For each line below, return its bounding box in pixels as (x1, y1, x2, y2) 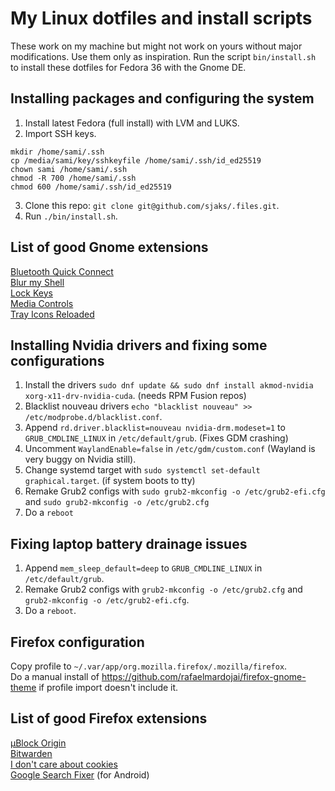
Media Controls (10, 297, 74, 309)
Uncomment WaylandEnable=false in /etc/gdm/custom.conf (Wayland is (24, 443, 316, 455)
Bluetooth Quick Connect (10, 265, 114, 277)
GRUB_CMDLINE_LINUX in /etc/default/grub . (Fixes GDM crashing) (24, 432, 289, 444)
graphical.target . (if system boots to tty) (24, 475, 196, 487)
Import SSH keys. (24, 127, 97, 139)
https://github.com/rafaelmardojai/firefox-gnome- (101, 671, 307, 682)
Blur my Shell (10, 276, 65, 288)
